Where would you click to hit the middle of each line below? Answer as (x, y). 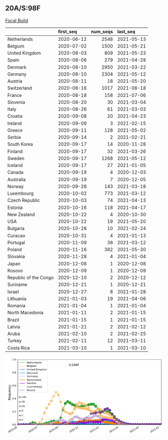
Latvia (14, 326)
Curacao (16, 235)
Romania (16, 306)
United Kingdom (24, 53)
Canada (15, 172)
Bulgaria (16, 229)
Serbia (14, 137)
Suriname (17, 285)
